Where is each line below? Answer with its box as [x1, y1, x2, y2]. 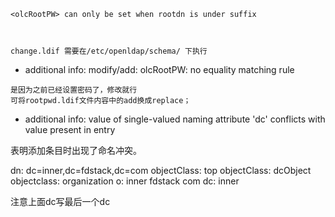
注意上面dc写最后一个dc [10, 196, 111, 207]
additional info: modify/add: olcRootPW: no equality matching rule [24, 64, 295, 75]
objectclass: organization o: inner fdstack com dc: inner [10, 175, 240, 187]
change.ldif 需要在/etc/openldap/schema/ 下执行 [10, 46, 208, 56]
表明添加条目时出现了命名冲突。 [10, 145, 142, 156]
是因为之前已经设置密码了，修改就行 [10, 85, 138, 95]
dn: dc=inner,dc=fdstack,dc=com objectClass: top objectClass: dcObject [10, 165, 312, 176]
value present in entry [24, 124, 116, 135]
